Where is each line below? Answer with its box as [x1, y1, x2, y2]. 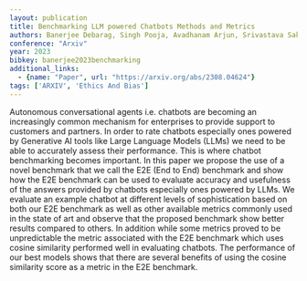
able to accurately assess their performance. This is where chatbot [9, 145, 262, 156]
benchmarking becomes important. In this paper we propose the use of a [9, 154, 285, 165]
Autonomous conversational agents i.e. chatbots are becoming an [9, 106, 258, 117]
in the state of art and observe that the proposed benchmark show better [9, 213, 285, 224]
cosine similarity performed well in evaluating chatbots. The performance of [9, 242, 295, 253]
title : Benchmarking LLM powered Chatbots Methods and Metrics [9, 22, 256, 31]
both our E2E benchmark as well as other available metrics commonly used [9, 203, 292, 214]
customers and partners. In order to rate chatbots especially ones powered [9, 125, 292, 137]
